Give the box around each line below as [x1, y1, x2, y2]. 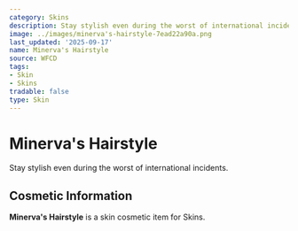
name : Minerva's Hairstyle [9, 46, 109, 55]
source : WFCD [9, 54, 58, 63]
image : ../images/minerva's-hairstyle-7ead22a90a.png [9, 29, 213, 38]
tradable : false [9, 87, 69, 96]
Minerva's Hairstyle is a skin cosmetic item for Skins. [9, 212, 206, 222]
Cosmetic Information [9, 188, 133, 204]
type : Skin [9, 95, 50, 104]
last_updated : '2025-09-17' [9, 37, 114, 47]
